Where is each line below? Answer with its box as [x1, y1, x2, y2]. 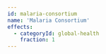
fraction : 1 [20, 36, 55, 43]
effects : [7, 23, 33, 30]
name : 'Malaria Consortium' [7, 17, 90, 24]
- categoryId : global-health [13, 29, 100, 37]
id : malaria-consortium [7, 10, 78, 18]
